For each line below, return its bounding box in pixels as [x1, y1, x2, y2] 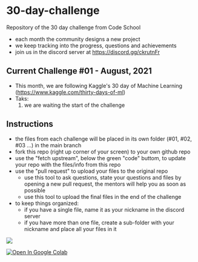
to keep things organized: [15, 200, 79, 207]
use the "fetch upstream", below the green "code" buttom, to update [15, 154, 186, 161]
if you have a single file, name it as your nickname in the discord [24, 206, 185, 213]
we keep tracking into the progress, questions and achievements [15, 42, 177, 49]
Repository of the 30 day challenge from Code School [6, 24, 141, 31]
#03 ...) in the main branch [15, 141, 82, 149]
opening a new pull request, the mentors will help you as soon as [24, 180, 186, 187]
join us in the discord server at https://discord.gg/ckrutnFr [15, 48, 160, 55]
